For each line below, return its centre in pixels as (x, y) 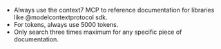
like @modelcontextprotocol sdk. (61, 17)
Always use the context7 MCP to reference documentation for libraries (114, 10)
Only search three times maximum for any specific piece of (98, 32)
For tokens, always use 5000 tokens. (66, 24)
